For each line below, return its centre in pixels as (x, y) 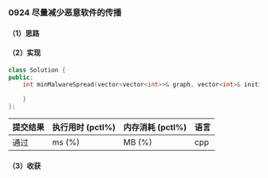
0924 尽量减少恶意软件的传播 (65, 12)
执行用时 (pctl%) (84, 127)
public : (21, 77)
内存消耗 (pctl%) (155, 127)
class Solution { (37, 70)
